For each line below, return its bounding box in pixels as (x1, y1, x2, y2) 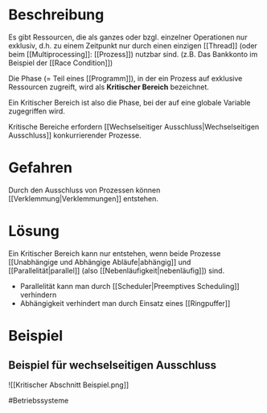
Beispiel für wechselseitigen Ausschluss (8, 358, 217, 372)
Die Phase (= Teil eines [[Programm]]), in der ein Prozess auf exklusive (8, 73, 243, 83)
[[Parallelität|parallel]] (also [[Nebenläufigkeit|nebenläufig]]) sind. (8, 266, 225, 275)
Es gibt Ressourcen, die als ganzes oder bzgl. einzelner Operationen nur (8, 32, 248, 42)
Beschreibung (8, 6, 105, 24)
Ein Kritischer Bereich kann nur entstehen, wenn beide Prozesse (8, 248, 221, 258)
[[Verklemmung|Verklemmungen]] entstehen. (8, 193, 159, 203)
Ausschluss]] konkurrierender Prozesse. (8, 130, 142, 140)
